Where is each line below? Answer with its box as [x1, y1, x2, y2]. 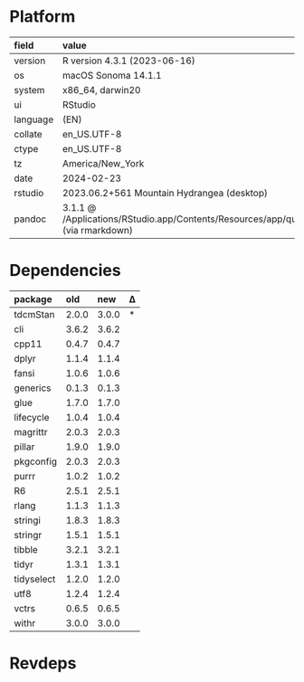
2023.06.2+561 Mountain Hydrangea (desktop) [62, 186, 269, 199]
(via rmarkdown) [62, 223, 133, 236]
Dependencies [9, 260, 121, 281]
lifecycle [14, 411, 50, 423]
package [14, 292, 52, 305]
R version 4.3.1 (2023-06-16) [62, 54, 196, 67]
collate [14, 128, 43, 140]
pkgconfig [14, 455, 57, 468]
